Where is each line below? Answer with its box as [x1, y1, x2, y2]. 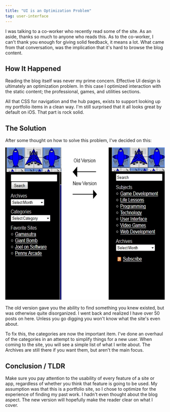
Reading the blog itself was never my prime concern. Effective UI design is [5, 78, 161, 84]
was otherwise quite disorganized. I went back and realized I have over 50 [5, 310, 160, 317]
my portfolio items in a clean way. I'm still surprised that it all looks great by [5, 104, 162, 110]
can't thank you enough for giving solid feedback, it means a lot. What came [5, 39, 164, 45]
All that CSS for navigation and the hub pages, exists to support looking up [5, 98, 161, 105]
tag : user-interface [5, 13, 49, 19]
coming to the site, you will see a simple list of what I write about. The [5, 341, 151, 348]
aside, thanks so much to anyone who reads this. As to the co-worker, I [5, 33, 153, 40]
